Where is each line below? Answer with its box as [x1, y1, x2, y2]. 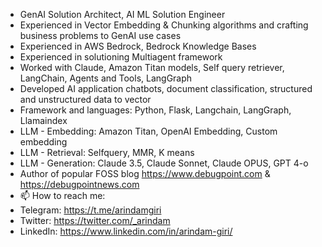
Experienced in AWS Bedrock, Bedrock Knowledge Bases [19, 40, 257, 52]
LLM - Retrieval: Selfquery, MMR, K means [19, 147, 195, 158]
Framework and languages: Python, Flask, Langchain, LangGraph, [19, 104, 292, 116]
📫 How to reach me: [19, 190, 106, 201]
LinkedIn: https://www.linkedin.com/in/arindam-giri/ [19, 225, 233, 237]
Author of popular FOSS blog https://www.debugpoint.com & [19, 168, 271, 179]
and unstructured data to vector [19, 94, 152, 105]
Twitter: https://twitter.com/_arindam [19, 215, 171, 226]
